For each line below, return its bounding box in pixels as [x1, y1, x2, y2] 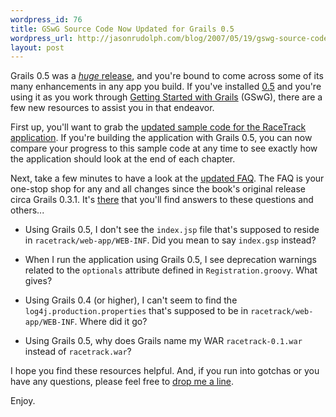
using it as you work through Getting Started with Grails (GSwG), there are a [10, 91, 323, 103]
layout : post [10, 42, 65, 53]
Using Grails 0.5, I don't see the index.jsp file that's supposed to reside [24, 224, 320, 236]
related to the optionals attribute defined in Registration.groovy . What [24, 264, 318, 276]
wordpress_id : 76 [10, 14, 83, 25]
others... [10, 204, 45, 216]
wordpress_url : [10, 33, 74, 43]
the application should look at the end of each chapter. [10, 153, 236, 165]
